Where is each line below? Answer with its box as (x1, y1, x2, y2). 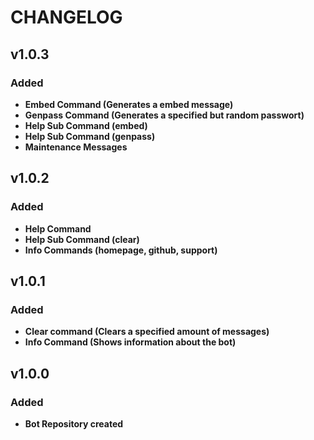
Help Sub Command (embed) (24, 119, 148, 131)
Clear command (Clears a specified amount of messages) (24, 326, 270, 338)
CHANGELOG (10, 6, 123, 29)
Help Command (24, 222, 92, 235)
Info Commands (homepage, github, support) (24, 244, 218, 256)
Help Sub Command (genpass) (24, 130, 156, 142)
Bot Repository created (24, 417, 124, 430)
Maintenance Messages (24, 141, 128, 153)
